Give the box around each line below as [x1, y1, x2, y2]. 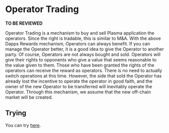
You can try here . [5, 122, 41, 128]
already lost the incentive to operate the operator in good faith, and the [5, 78, 153, 84]
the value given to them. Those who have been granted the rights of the [5, 62, 155, 68]
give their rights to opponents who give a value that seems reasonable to [5, 56, 157, 62]
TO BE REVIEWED [5, 20, 43, 26]
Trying [5, 109, 27, 117]
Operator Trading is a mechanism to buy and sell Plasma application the [5, 30, 155, 36]
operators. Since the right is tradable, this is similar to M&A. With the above [5, 35, 161, 41]
